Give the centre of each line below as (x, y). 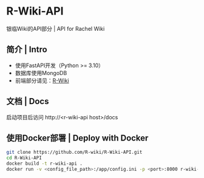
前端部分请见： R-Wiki (42, 81)
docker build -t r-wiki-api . (45, 164)
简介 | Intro (27, 50)
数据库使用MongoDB (41, 73)
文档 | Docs (28, 101)
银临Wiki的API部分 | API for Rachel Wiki (56, 28)
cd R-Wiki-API (24, 158)
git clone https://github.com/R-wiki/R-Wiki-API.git (74, 153)
